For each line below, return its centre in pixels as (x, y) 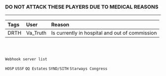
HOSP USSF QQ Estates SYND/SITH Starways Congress (56, 69)
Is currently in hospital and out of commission (104, 33)
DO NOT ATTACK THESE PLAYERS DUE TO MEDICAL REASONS (82, 7)
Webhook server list (26, 59)
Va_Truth (37, 33)
